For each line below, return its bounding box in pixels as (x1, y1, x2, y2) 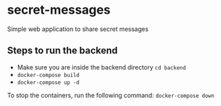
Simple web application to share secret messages (7, 25, 148, 33)
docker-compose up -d (17, 78, 79, 86)
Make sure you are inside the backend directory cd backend (17, 63, 186, 71)
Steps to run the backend (7, 45, 118, 56)
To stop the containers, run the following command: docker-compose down (7, 91, 215, 99)
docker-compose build (17, 72, 79, 78)
